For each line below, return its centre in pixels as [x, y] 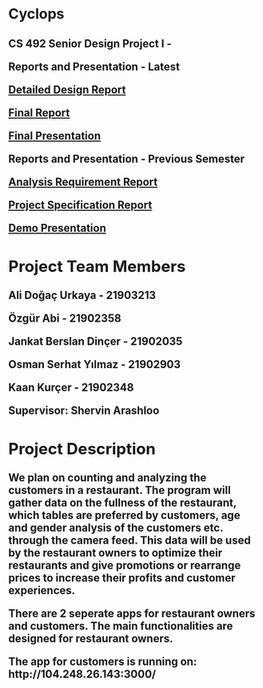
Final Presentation [55, 136]
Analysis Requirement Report [83, 182]
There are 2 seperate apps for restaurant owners [132, 614]
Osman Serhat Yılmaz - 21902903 [95, 364]
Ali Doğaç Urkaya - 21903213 [82, 295]
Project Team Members [97, 266]
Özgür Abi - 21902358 [65, 318]
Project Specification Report [80, 205]
